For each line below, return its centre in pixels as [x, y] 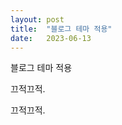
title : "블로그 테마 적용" [61, 29]
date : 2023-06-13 [51, 38]
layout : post [37, 19]
